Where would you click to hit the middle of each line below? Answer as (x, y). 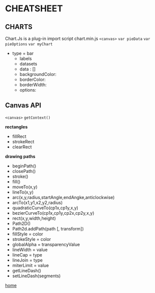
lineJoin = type (27, 260)
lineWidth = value (30, 250)
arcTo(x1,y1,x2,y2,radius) (37, 202)
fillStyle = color (28, 234)
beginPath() (24, 166)
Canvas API (23, 106)
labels (26, 59)
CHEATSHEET (34, 9)
